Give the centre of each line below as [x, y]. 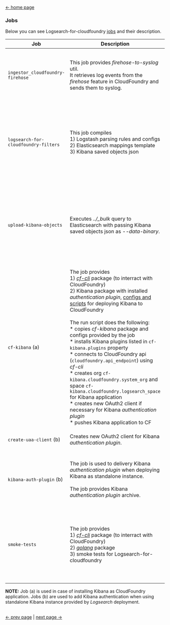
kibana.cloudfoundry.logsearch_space [115, 391]
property [118, 348]
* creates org [86, 373]
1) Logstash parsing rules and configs [115, 139]
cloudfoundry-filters [34, 145]
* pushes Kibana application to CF [111, 423]
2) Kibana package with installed [109, 291]
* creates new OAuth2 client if [106, 403]
